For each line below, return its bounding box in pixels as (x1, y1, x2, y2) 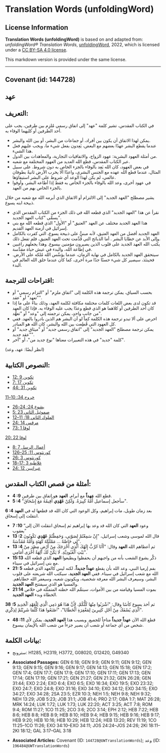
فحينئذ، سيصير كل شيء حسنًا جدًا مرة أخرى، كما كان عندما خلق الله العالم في (12, 256, 155, 262)
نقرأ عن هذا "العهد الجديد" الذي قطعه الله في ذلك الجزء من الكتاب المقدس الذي (12, 209, 159, 215)
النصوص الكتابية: (5, 361, 50, 369)
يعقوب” (12, 528, 27, 534)
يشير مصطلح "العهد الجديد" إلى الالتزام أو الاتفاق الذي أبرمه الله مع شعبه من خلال (5, 194, 155, 200)
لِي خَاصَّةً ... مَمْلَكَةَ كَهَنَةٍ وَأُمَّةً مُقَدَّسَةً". (12, 538, 81, 544)
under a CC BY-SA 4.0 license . (5, 47, 68, 53)
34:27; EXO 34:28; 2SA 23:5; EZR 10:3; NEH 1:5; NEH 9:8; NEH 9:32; (12, 690, 152, 696)
